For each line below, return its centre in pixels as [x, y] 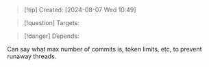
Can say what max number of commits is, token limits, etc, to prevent [104, 49]
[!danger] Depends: [51, 36]
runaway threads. [32, 56]
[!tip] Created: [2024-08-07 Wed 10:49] [80, 10]
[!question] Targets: [52, 23]
